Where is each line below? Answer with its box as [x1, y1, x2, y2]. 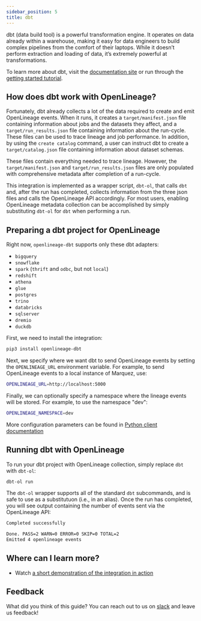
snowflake [14, 260, 40, 266]
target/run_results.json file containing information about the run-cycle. [6, 127, 186, 134]
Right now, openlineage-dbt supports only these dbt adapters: [6, 241, 159, 248]
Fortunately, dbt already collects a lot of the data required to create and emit [6, 108, 195, 115]
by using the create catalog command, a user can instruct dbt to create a [6, 139, 189, 147]
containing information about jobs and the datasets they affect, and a [6, 121, 177, 128]
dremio [14, 318, 32, 324]
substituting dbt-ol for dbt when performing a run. [6, 208, 131, 215]
